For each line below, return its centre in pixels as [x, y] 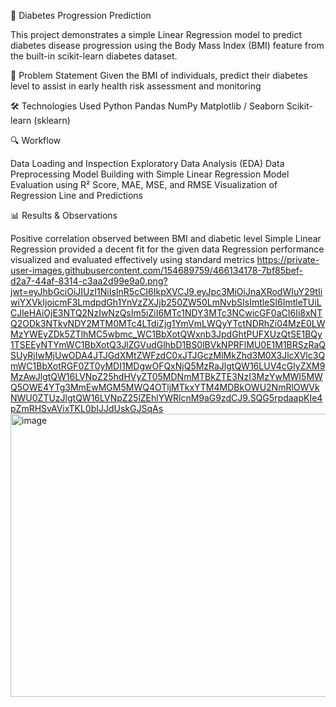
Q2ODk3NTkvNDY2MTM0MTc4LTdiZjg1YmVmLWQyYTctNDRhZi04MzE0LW [168, 323]
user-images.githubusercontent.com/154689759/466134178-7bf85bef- [157, 270]
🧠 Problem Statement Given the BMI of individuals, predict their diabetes [159, 75]
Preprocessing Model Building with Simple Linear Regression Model [150, 174]
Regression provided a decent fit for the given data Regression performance [167, 249]
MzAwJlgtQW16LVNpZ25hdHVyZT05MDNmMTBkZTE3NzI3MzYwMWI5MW [166, 376]
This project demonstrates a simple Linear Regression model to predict [156, 34]
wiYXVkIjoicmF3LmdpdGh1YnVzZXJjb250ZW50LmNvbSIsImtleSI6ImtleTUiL [166, 302]
